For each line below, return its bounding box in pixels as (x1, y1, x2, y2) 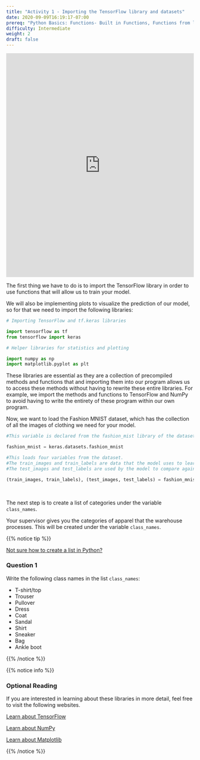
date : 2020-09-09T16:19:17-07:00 (6, 14, 89, 20)
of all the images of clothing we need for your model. (6, 421, 136, 429)
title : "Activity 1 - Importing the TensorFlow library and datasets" (6, 8, 185, 15)
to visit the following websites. (6, 701, 80, 709)
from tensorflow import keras (6, 334, 82, 340)
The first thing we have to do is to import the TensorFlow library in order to (6, 282, 189, 289)
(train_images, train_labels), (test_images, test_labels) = (6, 476, 161, 482)
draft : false (6, 36, 39, 42)
